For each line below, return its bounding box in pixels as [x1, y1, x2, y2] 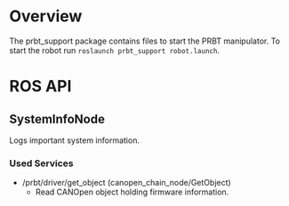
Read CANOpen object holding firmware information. [35, 186, 229, 197]
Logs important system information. [9, 135, 140, 146]
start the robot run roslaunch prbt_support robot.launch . [9, 44, 221, 55]
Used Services [9, 157, 74, 170]
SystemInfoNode [9, 111, 105, 126]
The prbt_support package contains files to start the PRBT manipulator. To [9, 36, 281, 46]
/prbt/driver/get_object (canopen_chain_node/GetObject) [21, 178, 231, 188]
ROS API [9, 76, 72, 97]
